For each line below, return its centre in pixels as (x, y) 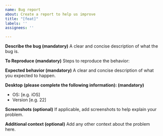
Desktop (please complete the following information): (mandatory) (75, 85)
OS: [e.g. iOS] (26, 95)
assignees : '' (20, 28)
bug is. (12, 52)
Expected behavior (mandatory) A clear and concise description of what (80, 70)
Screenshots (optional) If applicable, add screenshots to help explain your (81, 109)
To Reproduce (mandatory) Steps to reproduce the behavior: (67, 61)
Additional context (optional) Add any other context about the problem (78, 124)
